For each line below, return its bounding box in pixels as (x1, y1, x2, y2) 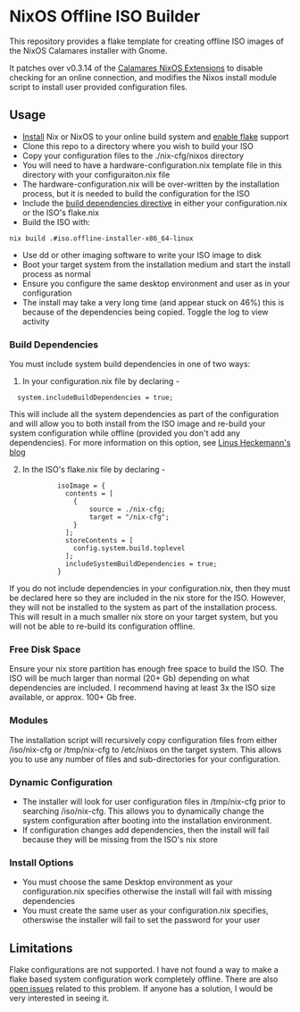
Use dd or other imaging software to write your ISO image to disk (21, 249, 262, 260)
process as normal (21, 268, 91, 279)
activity (21, 315, 50, 327)
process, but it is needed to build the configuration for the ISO (21, 188, 251, 198)
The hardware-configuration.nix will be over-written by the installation (21, 179, 279, 189)
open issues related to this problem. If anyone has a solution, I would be (9, 983, 274, 994)
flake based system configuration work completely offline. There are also (9, 974, 279, 984)
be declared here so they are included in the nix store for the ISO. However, (9, 592, 286, 604)
